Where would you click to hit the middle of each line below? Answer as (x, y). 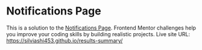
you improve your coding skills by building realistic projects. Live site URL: (98, 34)
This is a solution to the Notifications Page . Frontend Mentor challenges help (101, 28)
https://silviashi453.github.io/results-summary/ (65, 40)
